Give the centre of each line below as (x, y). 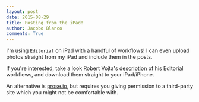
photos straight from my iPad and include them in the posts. (79, 57)
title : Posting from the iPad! (45, 23)
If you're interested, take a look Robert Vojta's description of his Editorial (95, 68)
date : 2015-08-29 (28, 17)
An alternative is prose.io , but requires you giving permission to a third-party (100, 86)
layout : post (22, 12)
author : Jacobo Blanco (34, 28)
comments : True (25, 34)
